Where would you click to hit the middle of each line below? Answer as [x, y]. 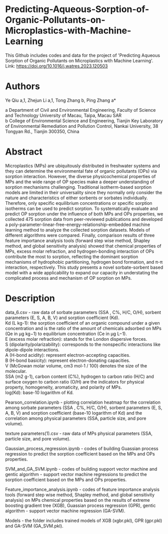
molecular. [16, 371]
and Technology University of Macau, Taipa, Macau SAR [63, 115]
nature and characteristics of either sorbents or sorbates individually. [76, 198]
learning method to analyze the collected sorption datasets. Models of [78, 230]
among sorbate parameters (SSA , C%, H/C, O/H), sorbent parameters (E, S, [84, 407]
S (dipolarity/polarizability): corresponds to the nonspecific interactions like [83, 344]
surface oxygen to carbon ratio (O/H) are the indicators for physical [75, 382]
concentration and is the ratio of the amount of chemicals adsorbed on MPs [83, 328]
